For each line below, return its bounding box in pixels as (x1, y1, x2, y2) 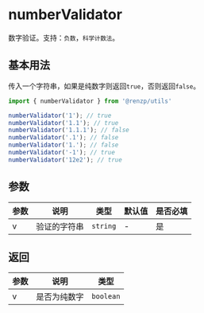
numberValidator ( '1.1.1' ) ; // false (8, 126, 129, 135)
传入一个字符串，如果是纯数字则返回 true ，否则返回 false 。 (8, 81, 201, 91)
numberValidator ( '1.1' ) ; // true (8, 119, 119, 127)
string (91, 221, 117, 230)
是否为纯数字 (36, 291, 85, 303)
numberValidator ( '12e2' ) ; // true (8, 155, 123, 164)
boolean (91, 292, 121, 301)
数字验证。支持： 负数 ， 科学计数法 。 (8, 33, 120, 42)
